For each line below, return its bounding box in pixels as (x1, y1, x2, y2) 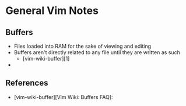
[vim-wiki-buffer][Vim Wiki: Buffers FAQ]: (13, 93, 113, 100)
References (5, 78, 48, 88)
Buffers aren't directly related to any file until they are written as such (13, 49, 180, 56)
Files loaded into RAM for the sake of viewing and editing (13, 43, 152, 50)
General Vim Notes (5, 4, 99, 17)
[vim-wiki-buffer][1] (22, 55, 70, 62)
